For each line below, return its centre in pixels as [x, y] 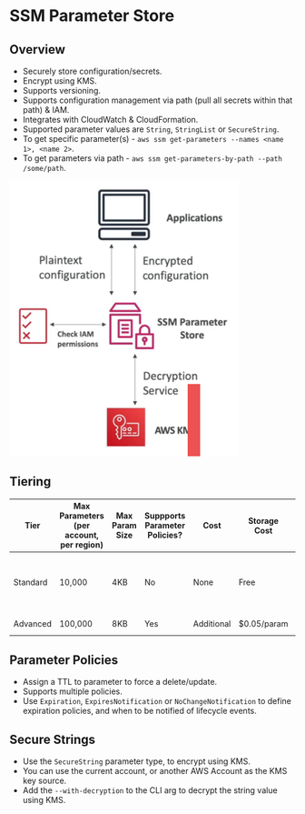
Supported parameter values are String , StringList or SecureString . [151, 129]
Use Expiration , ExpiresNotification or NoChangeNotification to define [157, 701]
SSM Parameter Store [92, 16]
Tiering [30, 482]
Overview [38, 50]
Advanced [32, 624]
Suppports [165, 516]
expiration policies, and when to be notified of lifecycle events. [139, 711]
